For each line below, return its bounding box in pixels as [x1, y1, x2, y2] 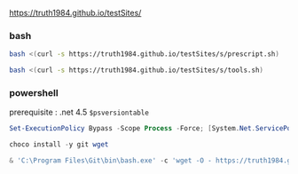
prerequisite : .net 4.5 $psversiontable [9, 107, 149, 118]
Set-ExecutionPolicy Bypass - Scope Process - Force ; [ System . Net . [9, 124, 255, 133]
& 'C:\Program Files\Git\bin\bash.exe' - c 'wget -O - [9, 156, 213, 165]
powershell [9, 86, 59, 99]
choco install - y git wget [9, 140, 109, 149]
